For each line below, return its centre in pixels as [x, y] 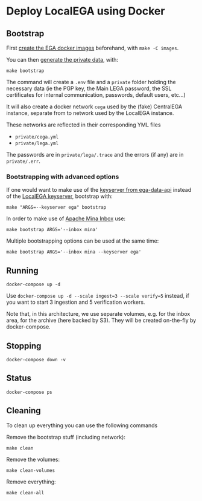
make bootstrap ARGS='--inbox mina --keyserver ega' [74, 252]
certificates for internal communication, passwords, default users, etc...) [96, 95]
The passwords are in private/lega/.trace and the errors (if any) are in [95, 155]
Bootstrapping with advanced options [63, 177]
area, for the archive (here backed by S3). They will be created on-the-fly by [101, 320]
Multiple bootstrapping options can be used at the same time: [83, 241]
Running [23, 270]
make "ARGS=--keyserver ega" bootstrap [56, 208]
